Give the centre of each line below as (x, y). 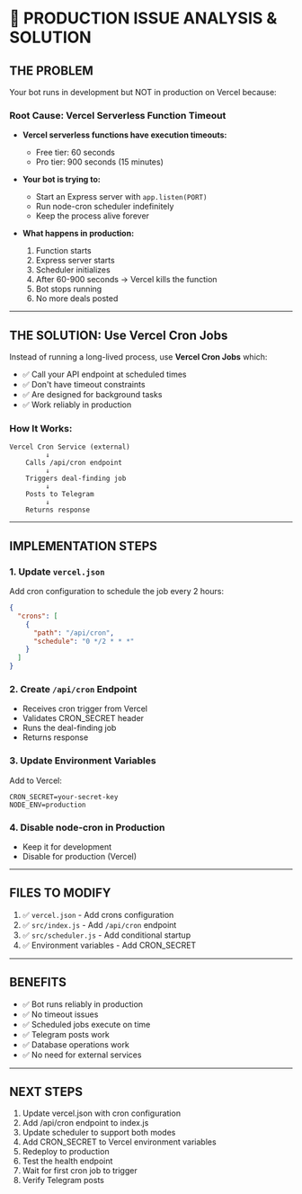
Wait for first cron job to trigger (80, 1171)
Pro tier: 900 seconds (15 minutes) (100, 162)
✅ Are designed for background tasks (92, 395)
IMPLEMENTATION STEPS (83, 546)
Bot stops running (69, 289)
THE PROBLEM (52, 71)
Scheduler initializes (73, 270)
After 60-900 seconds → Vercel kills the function (126, 280)
